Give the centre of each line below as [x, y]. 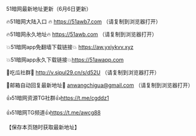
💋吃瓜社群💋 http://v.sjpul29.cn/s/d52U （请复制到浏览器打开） [83, 72]
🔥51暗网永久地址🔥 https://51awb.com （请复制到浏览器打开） [82, 34]
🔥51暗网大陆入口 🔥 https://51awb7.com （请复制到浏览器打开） [84, 22]
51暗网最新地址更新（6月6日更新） [49, 9]
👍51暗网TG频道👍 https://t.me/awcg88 [53, 112]
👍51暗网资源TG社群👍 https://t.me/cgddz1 [58, 98]
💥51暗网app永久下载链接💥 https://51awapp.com [65, 60]
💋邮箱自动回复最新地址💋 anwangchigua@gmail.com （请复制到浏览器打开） [100, 85]
